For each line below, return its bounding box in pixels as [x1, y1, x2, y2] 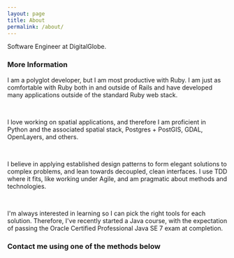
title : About [7, 17, 45, 24]
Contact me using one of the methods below [7, 241, 161, 251]
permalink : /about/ [7, 23, 64, 30]
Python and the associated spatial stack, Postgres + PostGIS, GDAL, [7, 125, 203, 134]
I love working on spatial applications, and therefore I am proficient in [7, 117, 206, 126]
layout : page [7, 10, 45, 17]
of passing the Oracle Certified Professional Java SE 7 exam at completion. [7, 224, 224, 232]
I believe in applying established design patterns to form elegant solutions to [7, 159, 227, 168]
